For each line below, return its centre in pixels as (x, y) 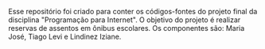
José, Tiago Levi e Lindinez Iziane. (65, 36)
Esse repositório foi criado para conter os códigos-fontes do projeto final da (133, 11)
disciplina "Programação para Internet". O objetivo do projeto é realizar (125, 20)
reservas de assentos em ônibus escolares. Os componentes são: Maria (127, 28)
